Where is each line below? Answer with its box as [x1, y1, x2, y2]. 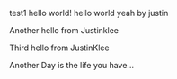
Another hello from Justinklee [9, 25, 119, 35]
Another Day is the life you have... [9, 60, 135, 70]
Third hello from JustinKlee [9, 42, 110, 53]
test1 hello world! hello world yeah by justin [9, 8, 169, 18]
